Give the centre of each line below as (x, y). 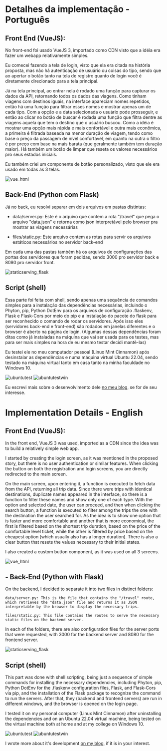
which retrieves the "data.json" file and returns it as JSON (71, 603)
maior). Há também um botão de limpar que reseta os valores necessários (81, 149)
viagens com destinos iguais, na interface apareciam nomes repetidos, (78, 101)
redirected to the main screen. (36, 474)
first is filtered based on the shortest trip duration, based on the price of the (83, 526)
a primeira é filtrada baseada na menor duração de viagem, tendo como (79, 133)
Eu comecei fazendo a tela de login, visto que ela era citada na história (78, 65)
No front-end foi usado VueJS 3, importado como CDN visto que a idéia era (83, 50)
